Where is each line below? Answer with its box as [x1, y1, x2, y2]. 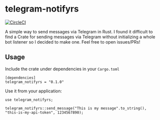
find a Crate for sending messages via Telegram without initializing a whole [5, 34, 156, 40]
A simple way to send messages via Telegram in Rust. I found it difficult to [5, 29, 153, 34]
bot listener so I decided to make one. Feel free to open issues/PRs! [5, 39, 141, 45]
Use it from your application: [5, 88, 62, 94]
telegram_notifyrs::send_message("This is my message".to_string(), [5, 105, 147, 111]
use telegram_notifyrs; [5, 97, 53, 102]
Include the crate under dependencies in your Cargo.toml [5, 66, 120, 72]
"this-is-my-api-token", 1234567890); [5, 110, 84, 115]
